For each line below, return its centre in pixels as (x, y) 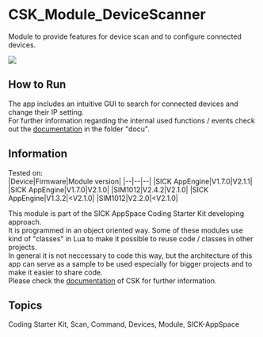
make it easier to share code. (55, 272)
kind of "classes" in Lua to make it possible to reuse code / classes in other (131, 238)
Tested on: (26, 172)
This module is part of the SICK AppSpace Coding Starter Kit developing (126, 213)
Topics (25, 305)
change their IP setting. (46, 112)
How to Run (37, 85)
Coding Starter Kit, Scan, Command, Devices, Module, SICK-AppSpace (124, 324)
